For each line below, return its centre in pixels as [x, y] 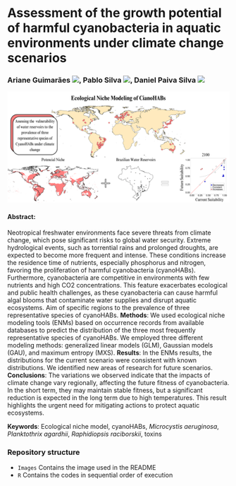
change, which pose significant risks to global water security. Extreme [109, 240]
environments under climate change [116, 43]
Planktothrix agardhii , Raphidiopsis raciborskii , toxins [85, 434]
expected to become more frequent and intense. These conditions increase [117, 255]
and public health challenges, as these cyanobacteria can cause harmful [113, 292]
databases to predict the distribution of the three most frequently [101, 330]
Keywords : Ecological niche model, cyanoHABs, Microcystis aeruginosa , [113, 426]
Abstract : [21, 217]
